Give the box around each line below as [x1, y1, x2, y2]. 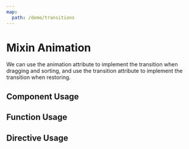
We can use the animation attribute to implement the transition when [6, 61, 178, 68]
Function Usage [6, 112, 68, 122]
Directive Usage [6, 133, 68, 143]
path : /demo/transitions [12, 15, 75, 21]
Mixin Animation [6, 41, 91, 55]
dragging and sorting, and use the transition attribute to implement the [6, 68, 183, 75]
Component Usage [6, 91, 79, 102]
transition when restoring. [6, 74, 71, 81]
